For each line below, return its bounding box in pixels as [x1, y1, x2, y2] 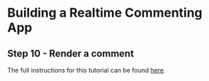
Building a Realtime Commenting [7, 5, 203, 21]
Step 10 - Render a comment [7, 47, 134, 59]
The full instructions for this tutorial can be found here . [7, 66, 166, 74]
